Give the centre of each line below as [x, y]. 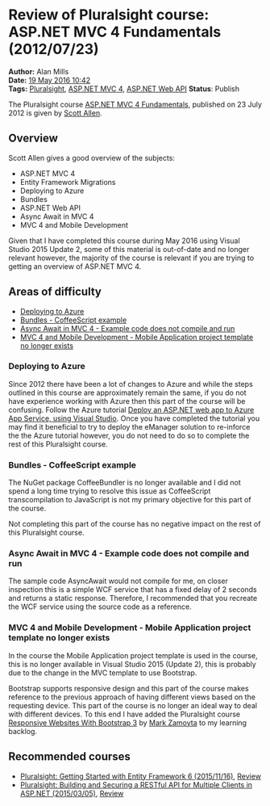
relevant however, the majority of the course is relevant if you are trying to [131, 258]
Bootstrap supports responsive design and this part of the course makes [129, 688]
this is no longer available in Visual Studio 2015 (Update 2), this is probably [132, 664]
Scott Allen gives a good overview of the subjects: [92, 157]
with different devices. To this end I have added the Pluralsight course [124, 714]
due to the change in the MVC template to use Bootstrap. [103, 673]
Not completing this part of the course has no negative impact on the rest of [135, 524]
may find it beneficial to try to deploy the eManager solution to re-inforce [129, 426]
